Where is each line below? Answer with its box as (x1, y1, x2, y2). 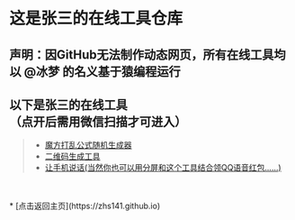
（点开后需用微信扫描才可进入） (9, 114, 187, 129)
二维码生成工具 (44, 151, 101, 162)
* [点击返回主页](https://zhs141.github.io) (9, 200, 160, 212)
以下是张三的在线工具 (9, 96, 128, 113)
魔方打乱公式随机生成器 (44, 140, 132, 151)
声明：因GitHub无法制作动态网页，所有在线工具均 (9, 47, 286, 62)
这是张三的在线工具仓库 (9, 8, 183, 29)
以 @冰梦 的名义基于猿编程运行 (9, 64, 182, 79)
